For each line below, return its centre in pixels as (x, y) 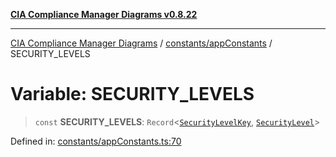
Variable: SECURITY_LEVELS (132, 94)
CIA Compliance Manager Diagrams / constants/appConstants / (141, 43)
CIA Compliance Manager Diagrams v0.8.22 (104, 14)
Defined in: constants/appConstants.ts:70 (96, 141)
